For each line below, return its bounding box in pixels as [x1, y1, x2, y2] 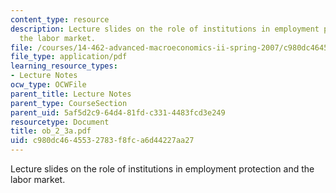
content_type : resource [10, 14, 110, 25]
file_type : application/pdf [10, 52, 128, 62]
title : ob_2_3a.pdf [10, 126, 92, 136]
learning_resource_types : [10, 61, 118, 71]
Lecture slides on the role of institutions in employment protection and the [10, 163, 315, 175]
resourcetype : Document [10, 117, 110, 127]
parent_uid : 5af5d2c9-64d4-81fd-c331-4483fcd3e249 [10, 107, 226, 118]
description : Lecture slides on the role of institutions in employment [10, 24, 320, 34]
